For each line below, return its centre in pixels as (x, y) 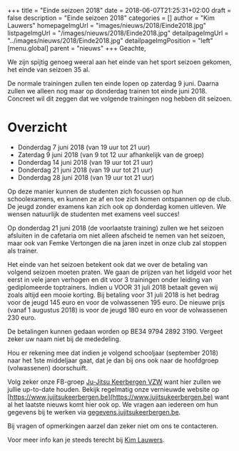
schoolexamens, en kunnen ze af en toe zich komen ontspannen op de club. (119, 198)
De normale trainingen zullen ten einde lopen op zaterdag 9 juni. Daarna (113, 83)
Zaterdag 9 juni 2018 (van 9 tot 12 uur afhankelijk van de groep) (111, 154)
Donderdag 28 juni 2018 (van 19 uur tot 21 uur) (86, 177)
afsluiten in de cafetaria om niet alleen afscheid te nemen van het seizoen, (117, 235)
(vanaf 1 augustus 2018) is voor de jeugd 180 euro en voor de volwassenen (117, 310)
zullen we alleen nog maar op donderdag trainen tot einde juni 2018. (107, 91)
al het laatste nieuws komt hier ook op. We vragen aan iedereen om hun (113, 404)
